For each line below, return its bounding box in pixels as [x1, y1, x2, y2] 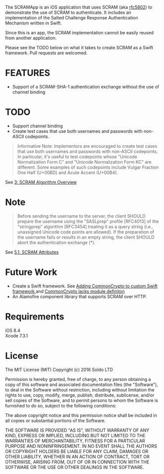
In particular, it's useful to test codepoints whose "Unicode [17, 154, 137, 160]
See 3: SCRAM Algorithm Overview [5, 179, 77, 185]
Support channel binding [12, 123, 63, 129]
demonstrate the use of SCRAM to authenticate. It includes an [5, 9, 131, 15]
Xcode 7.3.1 [5, 333, 28, 339]
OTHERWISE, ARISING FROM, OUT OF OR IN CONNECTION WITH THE [5, 459, 150, 465]
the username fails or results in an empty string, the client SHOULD [17, 234, 155, 240]
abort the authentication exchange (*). [17, 239, 96, 245]
